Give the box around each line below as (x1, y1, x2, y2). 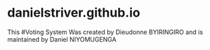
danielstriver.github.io (7, 5, 140, 21)
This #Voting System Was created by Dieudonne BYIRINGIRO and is (7, 28, 204, 36)
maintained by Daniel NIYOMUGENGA (7, 35, 117, 43)
